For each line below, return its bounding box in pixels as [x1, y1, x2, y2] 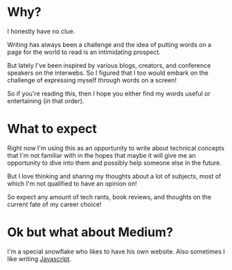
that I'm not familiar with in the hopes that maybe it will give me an [7, 151, 196, 159]
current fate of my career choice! [7, 200, 102, 208]
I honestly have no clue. [7, 27, 75, 35]
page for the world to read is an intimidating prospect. [7, 48, 161, 56]
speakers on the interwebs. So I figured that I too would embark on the [7, 69, 209, 77]
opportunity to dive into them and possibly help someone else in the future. [7, 159, 222, 167]
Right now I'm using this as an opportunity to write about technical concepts [7, 143, 225, 152]
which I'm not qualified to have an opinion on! [7, 179, 137, 188]
